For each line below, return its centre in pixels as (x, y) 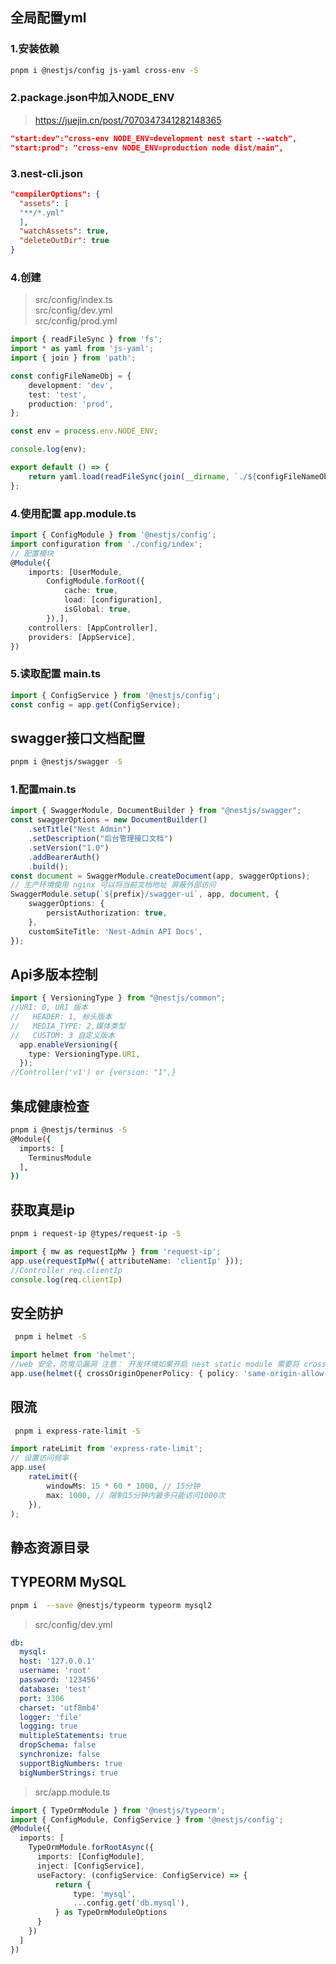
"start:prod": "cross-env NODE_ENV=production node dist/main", (147, 148)
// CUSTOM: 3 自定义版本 (62, 1035)
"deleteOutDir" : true (64, 241)
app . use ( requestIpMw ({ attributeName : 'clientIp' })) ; (127, 1261)
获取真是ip (42, 1209)
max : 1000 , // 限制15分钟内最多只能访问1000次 (136, 1495)
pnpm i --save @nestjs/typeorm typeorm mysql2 (111, 1605)
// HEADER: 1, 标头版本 (61, 1017)
